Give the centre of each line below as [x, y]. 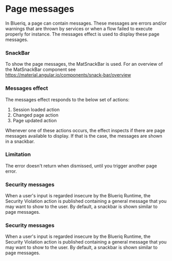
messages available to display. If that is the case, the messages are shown [84, 136]
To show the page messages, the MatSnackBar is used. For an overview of [84, 64]
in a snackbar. [20, 141]
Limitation [18, 155]
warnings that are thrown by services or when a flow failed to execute [79, 28]
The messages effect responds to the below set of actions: [67, 99]
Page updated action [35, 120]
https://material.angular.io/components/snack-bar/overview [68, 75]
